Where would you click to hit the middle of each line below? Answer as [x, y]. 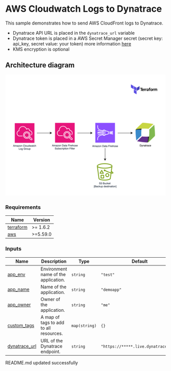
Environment [54, 269]
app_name [18, 289]
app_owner [19, 305]
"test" [108, 275]
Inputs [13, 249]
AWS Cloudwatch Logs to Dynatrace [84, 9]
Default [140, 261]
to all [46, 328]
